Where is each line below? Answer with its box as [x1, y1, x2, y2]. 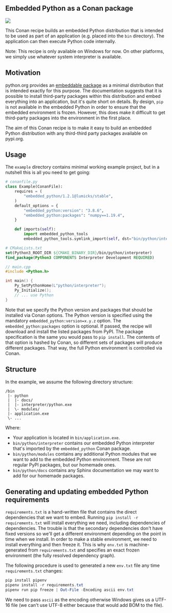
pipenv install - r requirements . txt [5, 583, 83, 588]
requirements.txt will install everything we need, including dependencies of [5, 520, 166, 526]
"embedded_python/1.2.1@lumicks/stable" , [24, 194, 114, 199]
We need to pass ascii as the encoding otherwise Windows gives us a [5, 597, 155, 603]
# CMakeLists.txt [5, 246, 42, 251]
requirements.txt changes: [5, 568, 63, 574]
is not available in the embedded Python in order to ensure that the [5, 104, 146, 110]
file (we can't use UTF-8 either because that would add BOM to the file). [11, 602, 164, 608]
